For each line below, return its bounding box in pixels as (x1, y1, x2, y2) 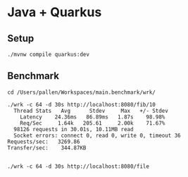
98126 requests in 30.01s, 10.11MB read (13, 126, 134, 133)
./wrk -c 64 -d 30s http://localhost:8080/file (7, 163, 150, 170)
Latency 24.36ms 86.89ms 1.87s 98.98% (20, 114, 165, 121)
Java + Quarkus (7, 4, 102, 20)
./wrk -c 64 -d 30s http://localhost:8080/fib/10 (7, 101, 156, 108)
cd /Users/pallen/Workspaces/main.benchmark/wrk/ (7, 89, 156, 96)
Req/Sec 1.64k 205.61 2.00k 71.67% (20, 119, 165, 127)
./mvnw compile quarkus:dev (7, 51, 90, 58)
